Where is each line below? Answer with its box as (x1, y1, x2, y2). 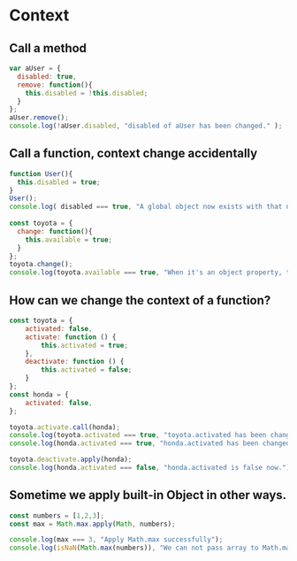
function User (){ (9, 169, 73, 178)
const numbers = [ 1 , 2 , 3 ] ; (9, 511, 104, 520)
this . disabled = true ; (17, 178, 101, 187)
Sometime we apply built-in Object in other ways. (9, 488, 287, 503)
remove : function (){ (17, 81, 93, 89)
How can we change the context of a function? (9, 293, 271, 308)
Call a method (9, 41, 87, 56)
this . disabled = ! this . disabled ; (25, 88, 148, 97)
